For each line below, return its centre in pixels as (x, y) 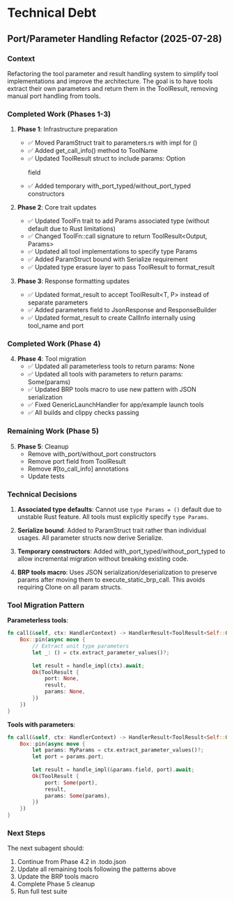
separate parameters (58, 302)
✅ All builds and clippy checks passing (83, 413)
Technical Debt (52, 13)
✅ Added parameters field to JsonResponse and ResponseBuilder (122, 310)
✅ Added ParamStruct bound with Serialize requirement (108, 259)
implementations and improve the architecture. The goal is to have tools (110, 81)
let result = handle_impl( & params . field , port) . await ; (114, 770)
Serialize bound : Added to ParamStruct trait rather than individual (112, 530)
